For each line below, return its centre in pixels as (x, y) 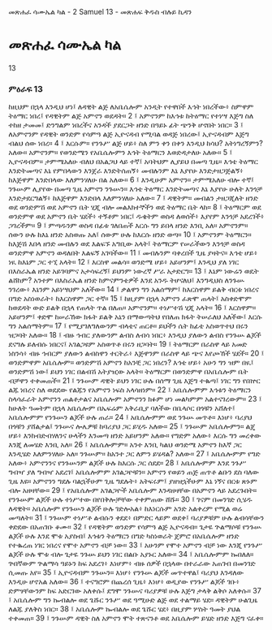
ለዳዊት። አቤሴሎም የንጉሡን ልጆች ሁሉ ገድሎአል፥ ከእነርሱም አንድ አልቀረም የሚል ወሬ (125, 509)
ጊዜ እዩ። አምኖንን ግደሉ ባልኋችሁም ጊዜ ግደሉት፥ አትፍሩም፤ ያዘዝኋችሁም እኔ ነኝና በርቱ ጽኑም (133, 481)
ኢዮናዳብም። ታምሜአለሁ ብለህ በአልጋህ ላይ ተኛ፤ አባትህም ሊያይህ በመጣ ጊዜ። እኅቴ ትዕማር (133, 162)
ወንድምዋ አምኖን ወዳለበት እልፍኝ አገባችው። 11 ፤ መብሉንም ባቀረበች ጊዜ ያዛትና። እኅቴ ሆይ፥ (133, 253)
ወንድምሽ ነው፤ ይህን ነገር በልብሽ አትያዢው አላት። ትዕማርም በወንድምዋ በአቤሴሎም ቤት (128, 372)
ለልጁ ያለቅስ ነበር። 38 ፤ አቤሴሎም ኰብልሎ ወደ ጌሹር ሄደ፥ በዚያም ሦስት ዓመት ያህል (125, 609)
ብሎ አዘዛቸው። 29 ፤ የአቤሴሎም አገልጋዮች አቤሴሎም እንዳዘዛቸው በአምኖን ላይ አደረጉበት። (133, 490)
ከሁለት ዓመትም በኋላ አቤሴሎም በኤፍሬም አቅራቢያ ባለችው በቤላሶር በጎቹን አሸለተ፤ (122, 408)
